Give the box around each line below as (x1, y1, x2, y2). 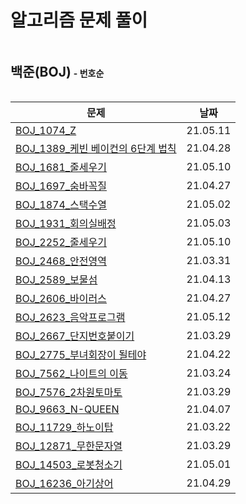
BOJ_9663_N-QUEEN (15, 402, 120, 416)
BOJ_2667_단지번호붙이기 (15, 329, 135, 343)
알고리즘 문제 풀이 (10, 9, 148, 32)
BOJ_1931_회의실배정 (15, 216, 117, 230)
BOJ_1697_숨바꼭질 (15, 179, 107, 193)
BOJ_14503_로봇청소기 (15, 457, 123, 471)
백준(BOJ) (10, 64, 72, 81)
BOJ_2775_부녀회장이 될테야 (15, 347, 147, 361)
